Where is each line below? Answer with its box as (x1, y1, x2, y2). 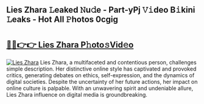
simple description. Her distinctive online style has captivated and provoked (6, 65, 197, 72)
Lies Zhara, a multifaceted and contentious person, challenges (40, 59, 197, 66)
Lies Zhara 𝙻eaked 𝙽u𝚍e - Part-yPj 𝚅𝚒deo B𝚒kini (6, 5, 195, 15)
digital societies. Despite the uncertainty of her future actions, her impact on (6, 78, 198, 85)
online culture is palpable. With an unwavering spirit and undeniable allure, (6, 85, 194, 92)
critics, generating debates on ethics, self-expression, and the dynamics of (6, 72, 195, 78)
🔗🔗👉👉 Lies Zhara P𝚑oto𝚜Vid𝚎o (6, 40, 134, 50)
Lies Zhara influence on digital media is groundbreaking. (6, 91, 148, 98)
